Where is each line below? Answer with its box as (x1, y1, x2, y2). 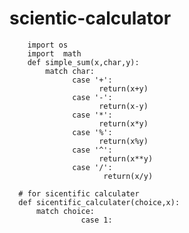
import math (27, 48, 82, 59)
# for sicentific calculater (18, 188, 140, 199)
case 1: (80, 215, 113, 225)
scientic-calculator (9, 7, 172, 30)
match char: (45, 66, 96, 76)
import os (27, 40, 69, 50)
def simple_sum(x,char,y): (27, 57, 140, 67)
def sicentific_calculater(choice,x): (18, 197, 181, 207)
